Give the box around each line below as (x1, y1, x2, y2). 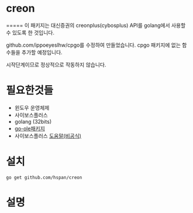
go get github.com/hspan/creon (6, 174, 82, 180)
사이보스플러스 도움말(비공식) (14, 132, 82, 139)
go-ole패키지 (14, 125, 45, 132)
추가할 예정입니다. (21, 48, 63, 55)
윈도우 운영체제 (14, 104, 50, 111)
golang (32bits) (14, 118, 52, 125)
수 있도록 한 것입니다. (6, 29, 54, 36)
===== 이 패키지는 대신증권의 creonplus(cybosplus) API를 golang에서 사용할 (6, 22, 186, 29)
